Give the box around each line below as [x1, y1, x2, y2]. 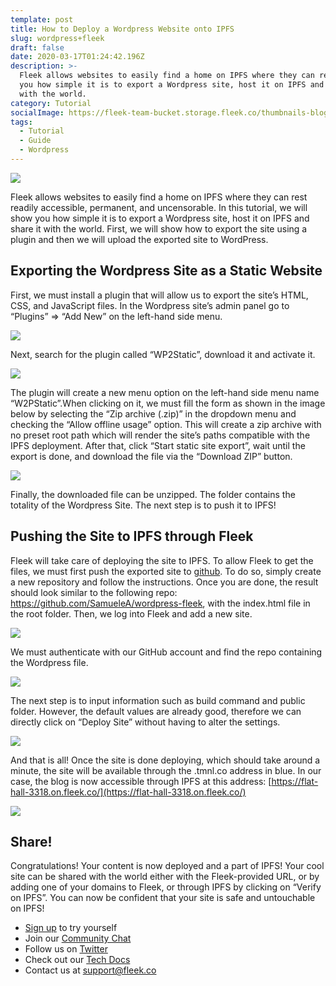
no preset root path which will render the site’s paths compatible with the [10, 429, 311, 441]
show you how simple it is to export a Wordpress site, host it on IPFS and [10, 212, 310, 224]
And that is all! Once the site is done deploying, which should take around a [10, 754, 321, 766]
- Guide [19, 136, 52, 146]
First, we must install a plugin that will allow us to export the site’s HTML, [10, 289, 309, 301]
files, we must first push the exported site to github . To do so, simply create [10, 565, 322, 577]
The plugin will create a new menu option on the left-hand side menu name [10, 386, 320, 398]
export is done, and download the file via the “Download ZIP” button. [10, 450, 293, 462]
